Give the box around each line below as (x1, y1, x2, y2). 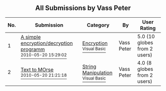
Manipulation (82, 69, 113, 76)
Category (86, 22, 110, 29)
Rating (140, 25, 156, 31)
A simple (20, 33, 41, 40)
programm (20, 46, 45, 53)
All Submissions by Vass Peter (35, 4, 131, 12)
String (82, 63, 96, 70)
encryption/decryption (20, 39, 73, 46)
